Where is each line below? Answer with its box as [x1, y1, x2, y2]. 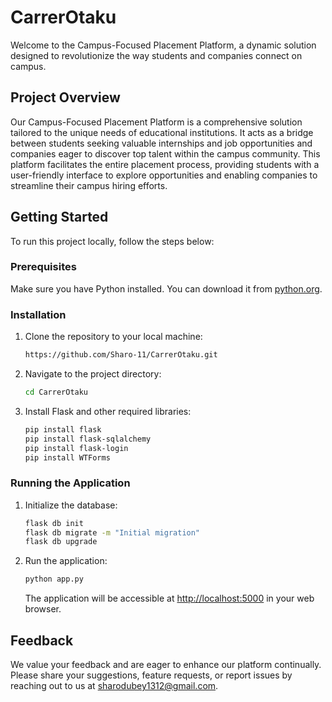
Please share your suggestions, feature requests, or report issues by [10, 669, 293, 681]
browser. [24, 603, 62, 615]
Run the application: [24, 555, 108, 567]
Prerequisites [10, 260, 77, 274]
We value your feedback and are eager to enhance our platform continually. [10, 659, 322, 671]
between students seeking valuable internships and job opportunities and [10, 137, 313, 149]
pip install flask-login [24, 443, 129, 453]
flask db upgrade [24, 537, 98, 547]
